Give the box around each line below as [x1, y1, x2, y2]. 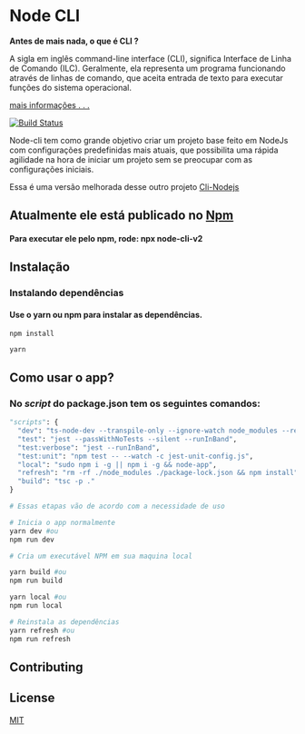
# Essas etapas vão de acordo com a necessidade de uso [9, 501, 225, 511]
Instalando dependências [9, 287, 124, 300]
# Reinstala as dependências [9, 617, 120, 627]
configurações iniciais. [9, 164, 94, 174]
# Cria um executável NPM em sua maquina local [9, 551, 193, 560]
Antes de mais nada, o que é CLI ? [9, 35, 139, 46]
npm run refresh [9, 634, 71, 643]
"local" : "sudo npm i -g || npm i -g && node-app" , [17, 460, 218, 469]
